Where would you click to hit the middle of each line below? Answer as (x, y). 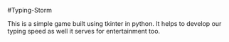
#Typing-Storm (30, 10)
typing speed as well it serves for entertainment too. (84, 31)
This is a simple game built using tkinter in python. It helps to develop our (114, 23)
